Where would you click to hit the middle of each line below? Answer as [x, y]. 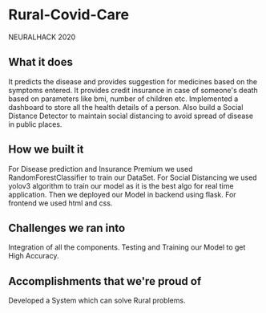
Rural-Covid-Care [69, 15]
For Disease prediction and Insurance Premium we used [101, 169]
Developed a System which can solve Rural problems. [97, 301]
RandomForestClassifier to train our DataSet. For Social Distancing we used [133, 177]
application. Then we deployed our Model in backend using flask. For [122, 194]
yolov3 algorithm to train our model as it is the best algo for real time [121, 185]
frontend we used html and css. [60, 203]
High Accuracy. [34, 256]
